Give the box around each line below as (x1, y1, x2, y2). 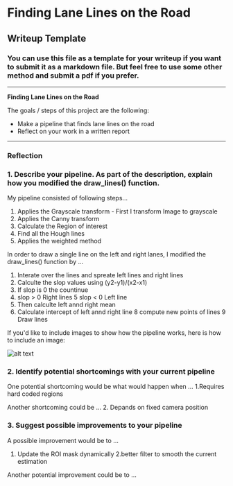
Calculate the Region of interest (17, 222, 107, 230)
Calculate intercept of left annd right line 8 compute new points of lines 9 (17, 308, 226, 316)
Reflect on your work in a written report (17, 127, 130, 135)
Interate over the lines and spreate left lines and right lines (17, 271, 184, 279)
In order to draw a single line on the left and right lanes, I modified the (7, 250, 207, 259)
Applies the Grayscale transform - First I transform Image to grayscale (17, 207, 218, 216)
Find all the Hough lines (17, 229, 85, 238)
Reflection (7, 150, 43, 160)
